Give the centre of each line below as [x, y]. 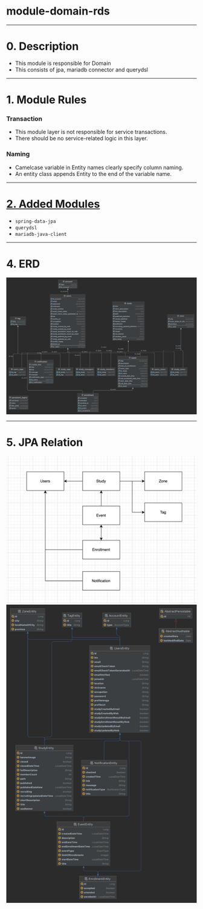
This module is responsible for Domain [63, 63]
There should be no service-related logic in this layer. [81, 138]
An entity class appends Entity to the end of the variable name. [93, 173]
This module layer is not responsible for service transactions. [91, 132]
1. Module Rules [47, 100]
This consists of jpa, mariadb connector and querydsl [81, 69]
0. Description [43, 46]
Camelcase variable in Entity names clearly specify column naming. [99, 167]
